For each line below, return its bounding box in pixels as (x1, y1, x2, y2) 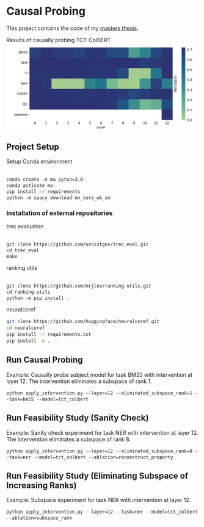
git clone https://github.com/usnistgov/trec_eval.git (6, 241, 149, 248)
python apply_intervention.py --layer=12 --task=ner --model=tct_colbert (6, 509, 199, 515)
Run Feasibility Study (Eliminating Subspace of (6, 470, 189, 481)
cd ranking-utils (6, 289, 51, 296)
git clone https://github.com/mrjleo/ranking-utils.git (6, 283, 151, 289)
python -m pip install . (6, 295, 70, 302)
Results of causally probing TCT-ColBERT (6, 36, 111, 43)
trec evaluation (6, 223, 44, 230)
